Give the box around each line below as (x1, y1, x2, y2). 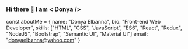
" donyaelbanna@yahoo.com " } (6, 37, 81, 44)
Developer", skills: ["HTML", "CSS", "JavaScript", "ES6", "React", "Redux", (6, 24, 182, 31)
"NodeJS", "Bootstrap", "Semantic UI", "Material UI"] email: (6, 31, 148, 37)
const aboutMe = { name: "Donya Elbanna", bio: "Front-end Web (6, 18, 161, 25)
